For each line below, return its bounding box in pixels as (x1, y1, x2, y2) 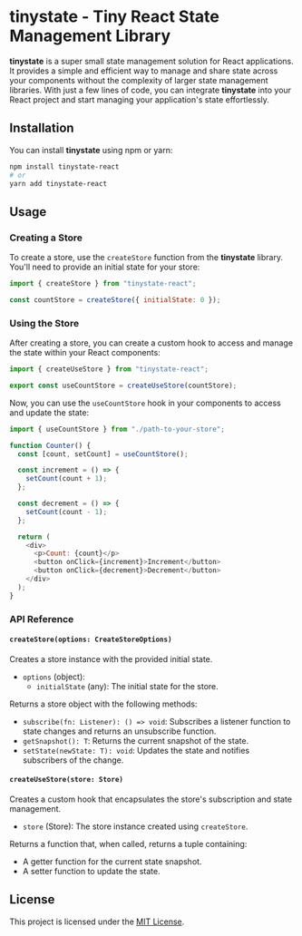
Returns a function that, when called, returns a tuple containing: (9, 839, 248, 850)
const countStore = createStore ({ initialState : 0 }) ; (9, 295, 221, 305)
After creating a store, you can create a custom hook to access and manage (9, 337, 293, 348)
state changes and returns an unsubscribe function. (22, 726, 217, 736)
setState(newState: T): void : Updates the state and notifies (22, 745, 250, 756)
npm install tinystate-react (9, 161, 120, 171)
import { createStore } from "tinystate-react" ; (9, 279, 197, 288)
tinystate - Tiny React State (9, 6, 219, 27)
